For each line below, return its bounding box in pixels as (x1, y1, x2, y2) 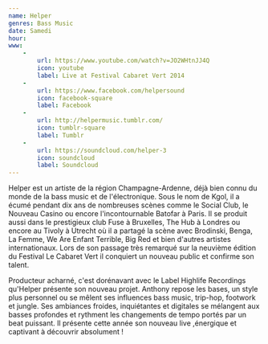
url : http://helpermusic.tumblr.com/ (37, 117, 163, 125)
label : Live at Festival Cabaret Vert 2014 (37, 72, 185, 80)
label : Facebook (37, 101, 91, 109)
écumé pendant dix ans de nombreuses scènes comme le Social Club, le (8, 200, 249, 210)
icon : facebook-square (37, 94, 113, 102)
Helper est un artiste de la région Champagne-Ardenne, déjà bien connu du (8, 183, 258, 193)
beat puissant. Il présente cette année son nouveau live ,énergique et (8, 318, 237, 328)
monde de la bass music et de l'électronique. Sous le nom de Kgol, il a (8, 192, 240, 202)
